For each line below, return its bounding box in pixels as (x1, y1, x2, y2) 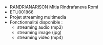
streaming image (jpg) (17, 30, 62, 35)
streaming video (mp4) (17, 34, 63, 40)
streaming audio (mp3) (17, 24, 63, 30)
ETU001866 (9, 9, 34, 15)
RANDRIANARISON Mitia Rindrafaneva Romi (9, 4, 99, 10)
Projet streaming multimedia (9, 14, 67, 20)
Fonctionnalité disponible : (9, 19, 63, 25)
